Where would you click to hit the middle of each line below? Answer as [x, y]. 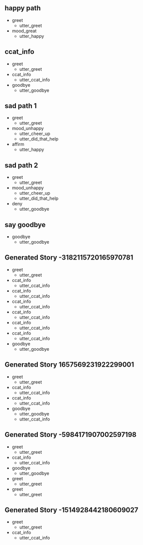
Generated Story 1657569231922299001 [70, 365]
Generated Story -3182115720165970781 [69, 258]
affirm [18, 144]
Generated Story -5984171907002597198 [71, 435]
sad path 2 [21, 165]
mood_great [24, 31]
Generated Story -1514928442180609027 [71, 510]
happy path [23, 8]
